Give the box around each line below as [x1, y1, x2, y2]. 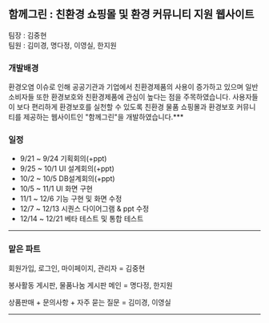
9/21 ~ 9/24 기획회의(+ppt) [19, 154, 107, 164]
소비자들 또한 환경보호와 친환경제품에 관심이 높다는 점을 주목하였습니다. [8, 92, 231, 102]
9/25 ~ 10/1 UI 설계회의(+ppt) [19, 164, 114, 174]
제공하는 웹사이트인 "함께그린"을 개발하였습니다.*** [22, 112, 184, 122]
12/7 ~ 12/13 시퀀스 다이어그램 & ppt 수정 [19, 204, 150, 214]
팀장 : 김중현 [8, 30, 47, 40]
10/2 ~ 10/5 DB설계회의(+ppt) [19, 174, 115, 184]
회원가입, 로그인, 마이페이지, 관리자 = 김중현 [8, 263, 146, 273]
